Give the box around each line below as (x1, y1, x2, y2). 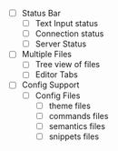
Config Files (34, 90, 81, 101)
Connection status (34, 28, 104, 39)
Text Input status (34, 18, 99, 29)
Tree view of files (34, 59, 101, 70)
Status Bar (21, 8, 61, 18)
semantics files (48, 120, 106, 131)
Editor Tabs (34, 69, 78, 80)
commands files (48, 110, 109, 121)
